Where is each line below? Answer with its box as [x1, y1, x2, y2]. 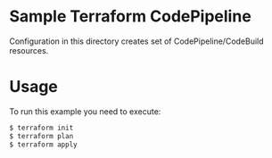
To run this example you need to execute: [9, 105, 161, 117]
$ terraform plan [9, 131, 74, 140]
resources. [9, 45, 49, 55]
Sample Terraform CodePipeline [9, 6, 251, 27]
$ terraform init [9, 123, 74, 132]
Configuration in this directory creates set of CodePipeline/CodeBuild [9, 36, 265, 46]
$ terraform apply [9, 140, 78, 149]
